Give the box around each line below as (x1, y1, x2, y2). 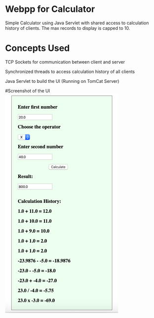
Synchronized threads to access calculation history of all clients (5, 68, 135, 74)
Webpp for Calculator (5, 3, 95, 15)
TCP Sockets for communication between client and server (5, 59, 125, 65)
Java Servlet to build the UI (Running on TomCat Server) (5, 78, 119, 84)
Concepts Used (5, 43, 70, 54)
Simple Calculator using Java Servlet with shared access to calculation (5, 20, 149, 26)
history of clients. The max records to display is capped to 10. (5, 25, 130, 31)
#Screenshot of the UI (5, 88, 50, 94)
